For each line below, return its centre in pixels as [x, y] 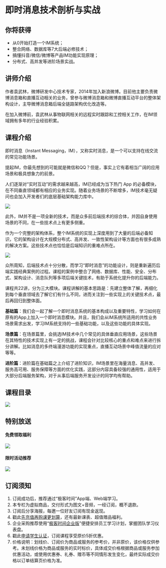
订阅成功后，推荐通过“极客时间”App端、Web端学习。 [66, 499]
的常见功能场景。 [22, 157]
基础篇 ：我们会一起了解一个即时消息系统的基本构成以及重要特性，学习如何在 [83, 311]
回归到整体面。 [29, 300]
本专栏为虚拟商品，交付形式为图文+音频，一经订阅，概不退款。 [77, 505]
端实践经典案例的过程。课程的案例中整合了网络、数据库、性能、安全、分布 [81, 271]
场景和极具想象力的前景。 [31, 173]
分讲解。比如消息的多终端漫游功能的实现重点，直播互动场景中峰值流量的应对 [83, 346]
